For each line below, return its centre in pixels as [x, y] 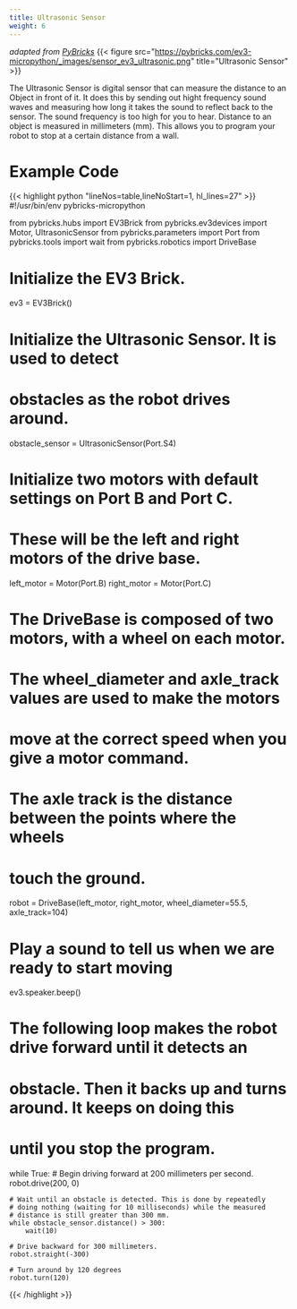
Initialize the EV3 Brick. [98, 278]
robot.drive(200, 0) [45, 1183]
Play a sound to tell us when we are [142, 949]
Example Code [64, 171]
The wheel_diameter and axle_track [144, 679]
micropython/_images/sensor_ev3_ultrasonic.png [100, 61]
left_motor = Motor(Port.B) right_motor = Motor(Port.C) [110, 583]
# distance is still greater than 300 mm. [89, 1215]
